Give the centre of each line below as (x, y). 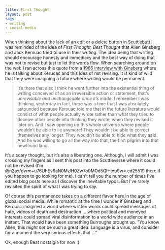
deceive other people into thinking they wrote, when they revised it (85, 120)
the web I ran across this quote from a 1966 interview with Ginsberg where (81, 68)
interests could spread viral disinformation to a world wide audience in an (80, 217)
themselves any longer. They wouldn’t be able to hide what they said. (87, 135)
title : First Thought (27, 10)
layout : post (18, 14)
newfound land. (33, 146)
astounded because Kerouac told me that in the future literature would (88, 109)
